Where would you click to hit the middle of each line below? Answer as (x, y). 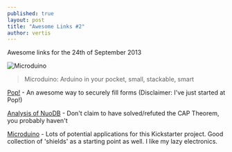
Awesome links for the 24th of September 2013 (74, 53)
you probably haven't (37, 121)
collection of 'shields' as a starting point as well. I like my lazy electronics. (113, 142)
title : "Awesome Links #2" (46, 26)
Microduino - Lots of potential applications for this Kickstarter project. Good (115, 134)
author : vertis (29, 33)
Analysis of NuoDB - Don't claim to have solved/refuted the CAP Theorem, (113, 113)
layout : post (26, 20)
